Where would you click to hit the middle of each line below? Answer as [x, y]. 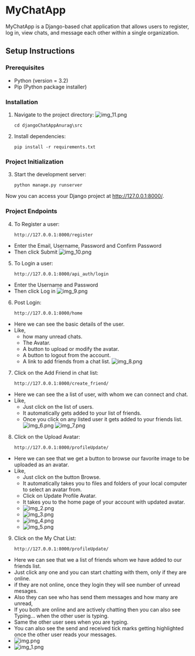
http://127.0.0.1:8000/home [48, 313]
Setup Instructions [40, 51]
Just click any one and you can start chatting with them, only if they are [100, 572]
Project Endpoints [31, 211]
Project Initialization [35, 162]
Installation [22, 102]
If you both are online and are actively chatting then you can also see [97, 609]
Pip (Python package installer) [50, 87]
